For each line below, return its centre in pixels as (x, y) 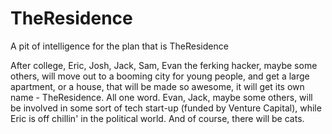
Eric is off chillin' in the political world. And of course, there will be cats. (157, 118)
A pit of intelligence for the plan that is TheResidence (119, 46)
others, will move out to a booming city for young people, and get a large (160, 76)
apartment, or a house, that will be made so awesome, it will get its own (157, 86)
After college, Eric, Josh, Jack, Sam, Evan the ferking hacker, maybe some (164, 65)
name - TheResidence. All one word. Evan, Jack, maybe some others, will (161, 97)
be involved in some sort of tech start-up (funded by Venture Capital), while (166, 108)
